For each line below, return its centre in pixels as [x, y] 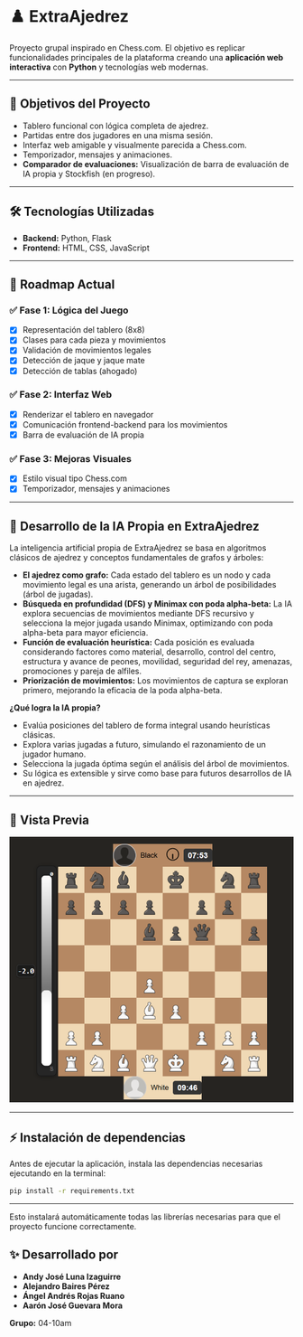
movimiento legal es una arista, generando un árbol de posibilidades [149, 585]
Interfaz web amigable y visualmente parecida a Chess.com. [135, 145]
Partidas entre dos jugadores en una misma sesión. [118, 135]
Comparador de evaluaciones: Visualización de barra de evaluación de [156, 164]
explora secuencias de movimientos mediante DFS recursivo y [138, 614]
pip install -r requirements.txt [72, 1191]
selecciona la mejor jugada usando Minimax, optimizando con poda [147, 623]
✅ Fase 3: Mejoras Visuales [71, 458]
